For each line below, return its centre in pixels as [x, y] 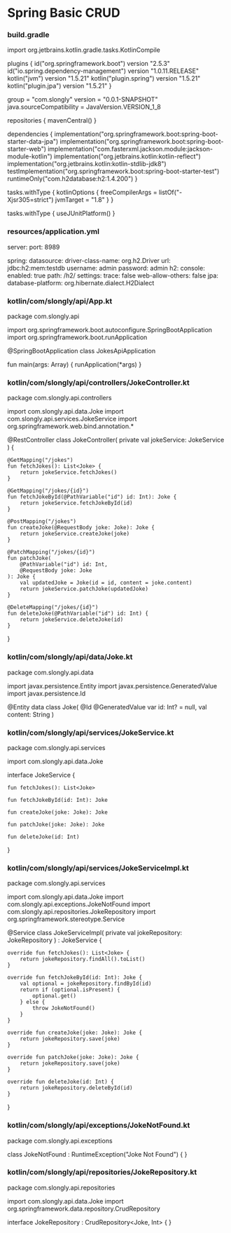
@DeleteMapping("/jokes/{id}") [53, 608]
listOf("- [170, 192]
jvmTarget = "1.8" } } [84, 200]
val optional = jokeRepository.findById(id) [86, 984]
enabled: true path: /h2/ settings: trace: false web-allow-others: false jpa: [113, 275]
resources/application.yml [54, 231]
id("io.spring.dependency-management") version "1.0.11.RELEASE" [103, 71]
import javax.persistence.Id [47, 693]
